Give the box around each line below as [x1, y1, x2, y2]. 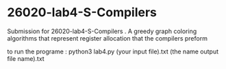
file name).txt [7, 54, 45, 62]
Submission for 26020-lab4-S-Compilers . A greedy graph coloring [7, 27, 197, 35]
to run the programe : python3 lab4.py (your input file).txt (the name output [7, 47, 219, 55]
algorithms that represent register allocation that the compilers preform [7, 34, 208, 42]
